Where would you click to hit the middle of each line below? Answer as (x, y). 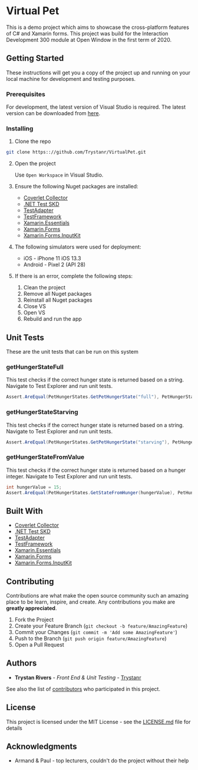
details (14, 728)
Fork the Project (34, 620)
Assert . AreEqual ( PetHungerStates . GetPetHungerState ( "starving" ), (88, 442)
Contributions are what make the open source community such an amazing (97, 596)
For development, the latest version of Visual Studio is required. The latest (96, 107)
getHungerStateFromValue (45, 457)
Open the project (35, 164)
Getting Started (35, 58)
